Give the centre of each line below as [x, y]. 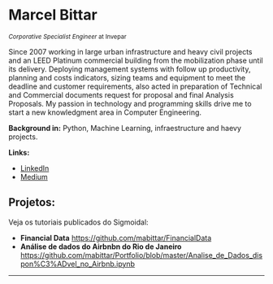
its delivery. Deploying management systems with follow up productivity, [130, 69]
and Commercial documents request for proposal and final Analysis [121, 94]
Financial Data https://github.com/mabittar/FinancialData [116, 238]
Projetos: [32, 202]
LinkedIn [35, 168]
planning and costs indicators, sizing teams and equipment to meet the [127, 77]
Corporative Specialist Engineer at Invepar [68, 37]
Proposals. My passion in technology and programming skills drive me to [130, 103]
